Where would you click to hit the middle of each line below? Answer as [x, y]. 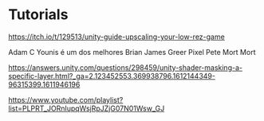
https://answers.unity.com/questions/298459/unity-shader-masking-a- [126, 67]
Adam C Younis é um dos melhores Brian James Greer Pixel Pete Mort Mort [132, 52]
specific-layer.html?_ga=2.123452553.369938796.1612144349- [112, 76]
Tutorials [38, 15]
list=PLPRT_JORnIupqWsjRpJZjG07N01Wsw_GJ [87, 108]
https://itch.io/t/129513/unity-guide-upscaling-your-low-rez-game [116, 37]
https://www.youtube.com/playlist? [66, 100]
